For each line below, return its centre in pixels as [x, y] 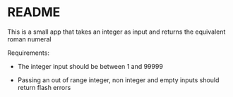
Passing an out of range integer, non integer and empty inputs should [118, 80]
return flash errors [44, 87]
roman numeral [29, 39]
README [34, 12]
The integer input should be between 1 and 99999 [90, 66]
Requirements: [28, 53]
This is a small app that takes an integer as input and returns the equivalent [116, 32]
